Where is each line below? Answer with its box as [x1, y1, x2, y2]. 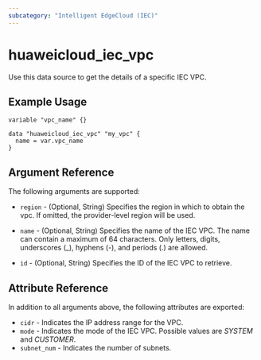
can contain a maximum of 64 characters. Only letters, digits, [19, 234, 220, 244]
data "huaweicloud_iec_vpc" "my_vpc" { [8, 130, 141, 138]
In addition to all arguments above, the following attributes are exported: [8, 303, 245, 312]
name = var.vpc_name [15, 137, 84, 145]
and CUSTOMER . [19, 335, 76, 344]
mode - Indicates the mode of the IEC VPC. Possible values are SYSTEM [19, 327, 253, 335]
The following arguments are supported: [8, 187, 141, 196]
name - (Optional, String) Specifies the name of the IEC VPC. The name [19, 226, 251, 235]
